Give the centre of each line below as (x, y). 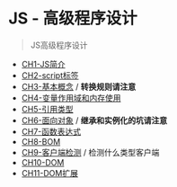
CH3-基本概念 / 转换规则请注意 (79, 86)
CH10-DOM (43, 162)
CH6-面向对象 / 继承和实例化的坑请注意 (94, 120)
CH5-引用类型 (47, 109)
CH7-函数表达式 (51, 131)
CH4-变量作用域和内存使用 (71, 98)
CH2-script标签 (50, 75)
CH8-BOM (41, 141)
